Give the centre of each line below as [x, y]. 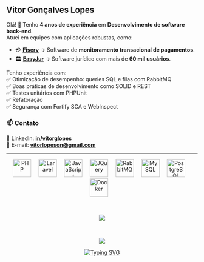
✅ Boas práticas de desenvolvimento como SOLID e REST [79, 86]
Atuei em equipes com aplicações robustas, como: [70, 37]
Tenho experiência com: [36, 73]
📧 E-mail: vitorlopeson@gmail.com [51, 145]
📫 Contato [23, 123]
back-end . [20, 31]
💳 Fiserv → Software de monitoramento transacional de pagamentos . [105, 49]
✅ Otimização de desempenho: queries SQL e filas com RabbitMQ [89, 79]
